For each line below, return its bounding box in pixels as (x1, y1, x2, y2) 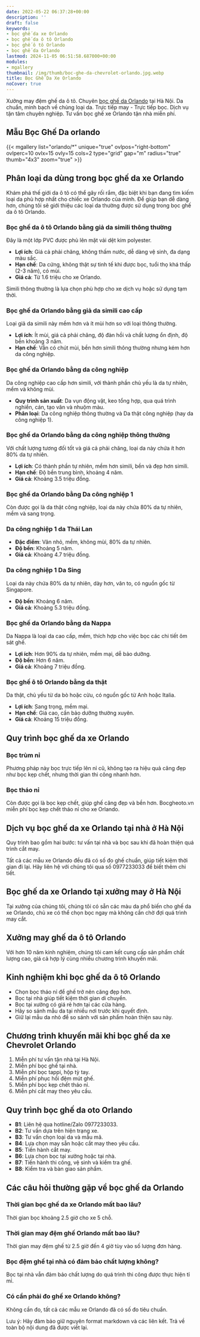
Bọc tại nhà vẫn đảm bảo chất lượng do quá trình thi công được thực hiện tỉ (6, 1271, 190, 1278)
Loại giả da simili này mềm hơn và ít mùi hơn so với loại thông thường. (6, 320, 177, 327)
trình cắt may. (6, 845, 40, 853)
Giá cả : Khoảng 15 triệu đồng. (14, 716, 88, 723)
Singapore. (6, 586, 33, 593)
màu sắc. (14, 254, 38, 262)
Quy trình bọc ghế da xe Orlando (6, 733, 130, 743)
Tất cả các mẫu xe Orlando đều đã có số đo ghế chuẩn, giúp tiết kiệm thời (6, 857, 188, 864)
